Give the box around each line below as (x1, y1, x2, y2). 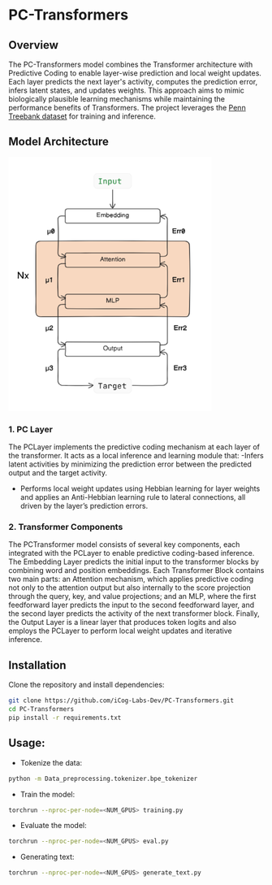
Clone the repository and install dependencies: (8, 680, 165, 690)
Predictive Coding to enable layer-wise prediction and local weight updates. (8, 68, 262, 78)
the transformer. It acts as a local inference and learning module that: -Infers (8, 451, 264, 461)
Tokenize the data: (19, 757, 83, 767)
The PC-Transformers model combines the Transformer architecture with (8, 59, 253, 69)
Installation (8, 658, 67, 672)
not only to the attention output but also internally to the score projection (8, 583, 252, 592)
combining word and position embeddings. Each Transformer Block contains (8, 566, 265, 575)
